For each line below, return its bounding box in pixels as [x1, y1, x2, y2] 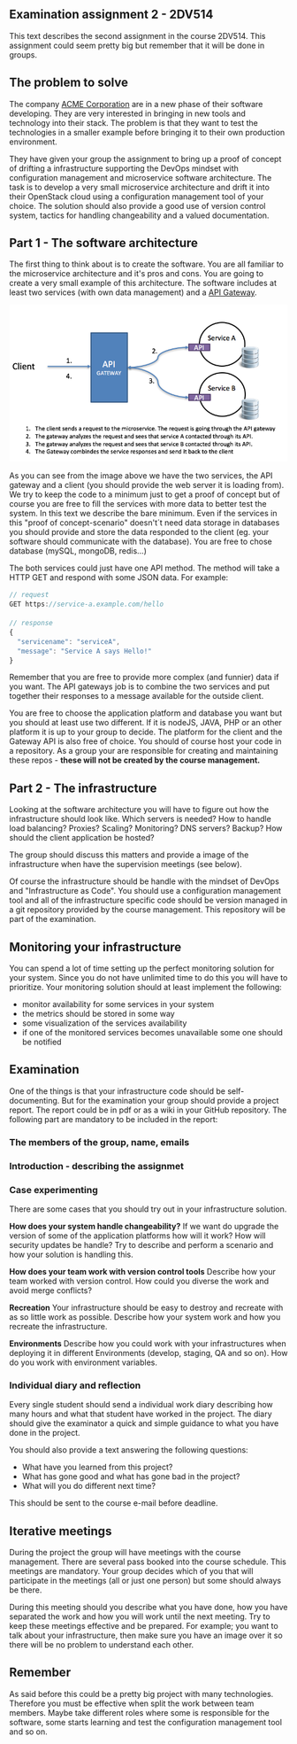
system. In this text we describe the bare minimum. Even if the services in [9, 508, 278, 519]
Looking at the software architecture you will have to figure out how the [9, 804, 270, 815]
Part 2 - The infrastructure [9, 780, 157, 795]
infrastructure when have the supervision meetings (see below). [9, 859, 243, 870]
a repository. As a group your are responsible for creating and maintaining [9, 746, 278, 756]
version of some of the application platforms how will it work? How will [9, 1230, 266, 1241]
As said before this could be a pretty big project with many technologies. [9, 1688, 274, 1699]
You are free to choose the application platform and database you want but [9, 708, 283, 718]
